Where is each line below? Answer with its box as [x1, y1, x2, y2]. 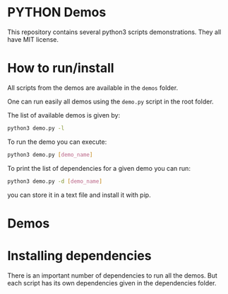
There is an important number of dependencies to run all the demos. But [7, 271, 217, 280]
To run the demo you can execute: [7, 137, 107, 146]
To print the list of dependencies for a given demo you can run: [7, 164, 191, 172]
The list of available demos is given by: [7, 111, 121, 119]
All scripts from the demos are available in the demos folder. [7, 83, 179, 92]
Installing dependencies [7, 247, 152, 264]
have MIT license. [7, 35, 59, 43]
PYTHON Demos [7, 4, 107, 21]
